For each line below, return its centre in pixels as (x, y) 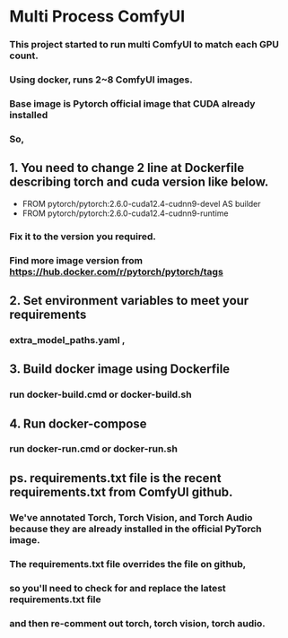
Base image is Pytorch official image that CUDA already (132, 103)
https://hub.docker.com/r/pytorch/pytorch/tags (117, 272)
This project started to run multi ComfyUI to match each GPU (144, 45)
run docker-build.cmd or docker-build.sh (100, 394)
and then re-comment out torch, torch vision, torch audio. (138, 623)
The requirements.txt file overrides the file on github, (128, 564)
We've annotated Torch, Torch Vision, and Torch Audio (131, 517)
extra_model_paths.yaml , (67, 340)
